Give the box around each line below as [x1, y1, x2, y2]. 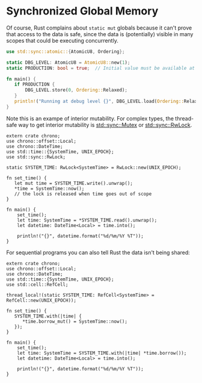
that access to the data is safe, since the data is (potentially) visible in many [6, 30, 194, 37]
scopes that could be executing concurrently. [6, 37, 118, 44]
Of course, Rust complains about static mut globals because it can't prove [6, 24, 192, 31]
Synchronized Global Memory [6, 4, 159, 18]
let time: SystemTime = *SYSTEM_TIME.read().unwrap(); [17, 217, 158, 223]
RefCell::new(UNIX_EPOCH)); [6, 297, 77, 304]
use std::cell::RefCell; [6, 281, 69, 287]
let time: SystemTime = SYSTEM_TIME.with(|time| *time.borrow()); [17, 350, 187, 356]
